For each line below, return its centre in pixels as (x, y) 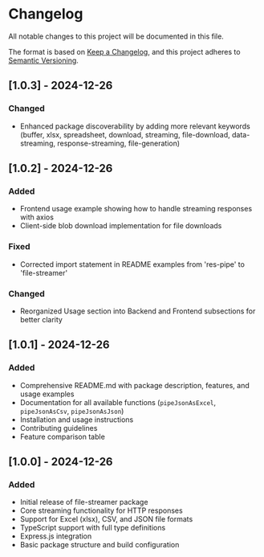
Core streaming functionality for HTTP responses (101, 510)
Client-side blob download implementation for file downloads (121, 226)
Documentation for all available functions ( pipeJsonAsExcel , (118, 402)
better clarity (41, 319)
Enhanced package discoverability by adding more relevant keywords (135, 126)
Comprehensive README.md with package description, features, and (135, 385)
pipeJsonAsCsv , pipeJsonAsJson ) (72, 411)
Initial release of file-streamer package (84, 502)
